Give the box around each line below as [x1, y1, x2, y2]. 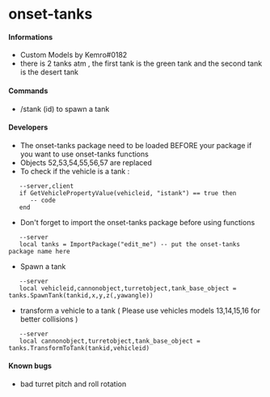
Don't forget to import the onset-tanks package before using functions [19, 217, 255, 227]
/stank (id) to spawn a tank [19, 104, 110, 113]
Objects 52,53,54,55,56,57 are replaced [19, 157, 152, 167]
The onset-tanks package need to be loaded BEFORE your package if [19, 140, 252, 150]
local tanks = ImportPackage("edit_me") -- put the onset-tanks [19, 240, 241, 248]
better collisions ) [19, 314, 78, 324]
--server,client [19, 181, 74, 190]
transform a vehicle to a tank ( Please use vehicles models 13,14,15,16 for [19, 305, 261, 315]
